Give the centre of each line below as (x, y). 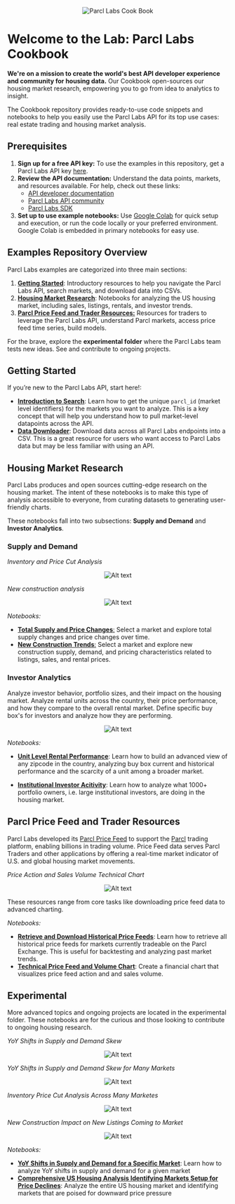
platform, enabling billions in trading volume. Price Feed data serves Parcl (114, 846)
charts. (41, 507)
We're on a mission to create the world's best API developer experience (114, 73)
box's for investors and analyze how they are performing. (90, 715)
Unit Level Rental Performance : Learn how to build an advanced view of (122, 756)
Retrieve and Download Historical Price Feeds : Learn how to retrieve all (122, 936)
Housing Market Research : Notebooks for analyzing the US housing (116, 297)
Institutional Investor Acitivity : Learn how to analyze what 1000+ (112, 784)
